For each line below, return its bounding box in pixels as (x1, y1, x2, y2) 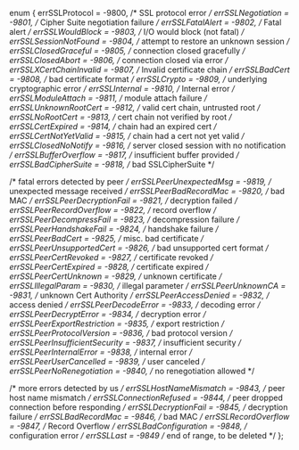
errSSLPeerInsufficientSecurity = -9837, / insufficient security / (9, 338, 242, 348)
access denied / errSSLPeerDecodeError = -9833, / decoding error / (9, 299, 261, 310)
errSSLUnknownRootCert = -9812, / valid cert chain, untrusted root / (9, 102, 261, 112)
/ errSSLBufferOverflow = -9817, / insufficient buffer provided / (9, 150, 239, 160)
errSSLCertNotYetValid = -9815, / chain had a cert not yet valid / (9, 131, 245, 141)
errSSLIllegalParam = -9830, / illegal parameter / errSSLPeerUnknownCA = (9, 281, 287, 290)
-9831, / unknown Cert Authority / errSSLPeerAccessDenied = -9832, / (9, 290, 270, 300)
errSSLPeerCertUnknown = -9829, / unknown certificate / (9, 271, 222, 282)
